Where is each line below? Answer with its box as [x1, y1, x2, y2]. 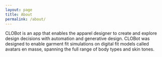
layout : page [5, 7, 33, 12]
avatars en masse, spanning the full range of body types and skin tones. [5, 46, 154, 52]
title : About [5, 12, 33, 17]
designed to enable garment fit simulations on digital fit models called [5, 41, 149, 47]
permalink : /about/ [5, 16, 46, 21]
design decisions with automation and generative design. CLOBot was [5, 35, 150, 41]
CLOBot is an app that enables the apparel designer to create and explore [5, 30, 157, 36]
